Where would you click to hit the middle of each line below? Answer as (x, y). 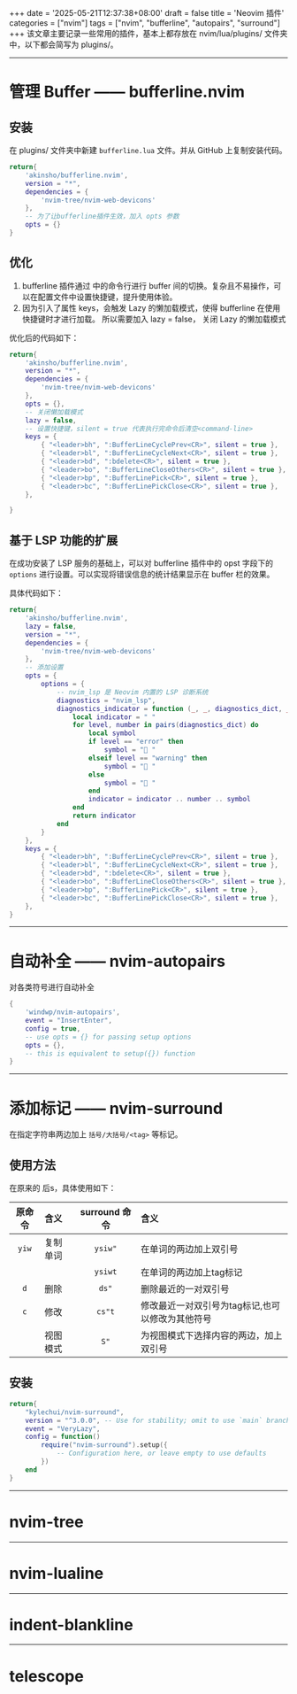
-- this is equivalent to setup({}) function (110, 1053)
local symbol (112, 733)
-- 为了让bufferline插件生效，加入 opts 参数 (102, 217)
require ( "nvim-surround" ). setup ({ (104, 1445)
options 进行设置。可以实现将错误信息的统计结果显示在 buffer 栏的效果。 (142, 575)
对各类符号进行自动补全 (52, 987)
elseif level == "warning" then (148, 758)
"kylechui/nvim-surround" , (75, 1412)
